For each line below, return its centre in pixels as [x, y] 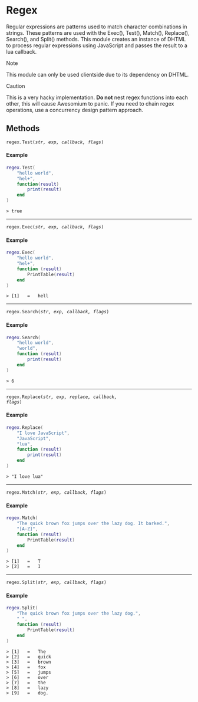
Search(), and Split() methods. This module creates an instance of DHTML [96, 39]
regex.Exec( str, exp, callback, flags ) [55, 227]
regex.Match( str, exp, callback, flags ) [57, 492]
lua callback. [22, 51]
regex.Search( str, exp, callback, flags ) [58, 312]
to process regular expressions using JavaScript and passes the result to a [97, 45]
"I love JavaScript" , [43, 433]
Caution [16, 86]
